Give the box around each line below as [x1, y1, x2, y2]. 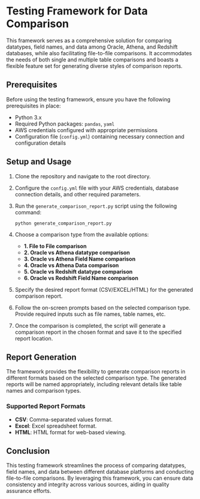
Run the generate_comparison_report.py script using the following [14, 202, 177, 210]
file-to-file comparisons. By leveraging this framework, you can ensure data [6, 474, 193, 482]
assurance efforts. [6, 488, 51, 495]
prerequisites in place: [6, 102, 61, 109]
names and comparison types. [6, 387, 81, 395]
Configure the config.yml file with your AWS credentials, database [14, 184, 179, 192]
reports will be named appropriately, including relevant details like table [6, 381, 182, 388]
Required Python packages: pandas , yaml [14, 120, 115, 127]
